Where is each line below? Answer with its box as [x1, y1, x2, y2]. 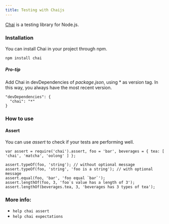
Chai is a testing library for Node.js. [5, 21, 79, 27]
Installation [5, 34, 34, 41]
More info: [5, 196, 31, 203]
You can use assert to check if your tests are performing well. [5, 139, 134, 145]
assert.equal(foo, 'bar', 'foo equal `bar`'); [5, 176, 106, 181]
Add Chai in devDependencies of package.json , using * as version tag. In [5, 79, 158, 85]
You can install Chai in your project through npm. [5, 45, 108, 51]
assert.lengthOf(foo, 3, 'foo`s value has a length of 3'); [5, 180, 136, 185]
